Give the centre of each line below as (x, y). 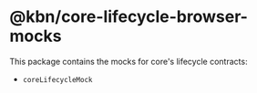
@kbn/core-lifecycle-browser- (129, 17)
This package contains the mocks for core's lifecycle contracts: (128, 61)
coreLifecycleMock (57, 79)
